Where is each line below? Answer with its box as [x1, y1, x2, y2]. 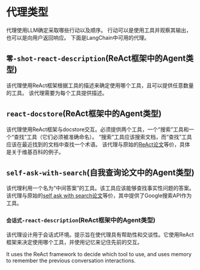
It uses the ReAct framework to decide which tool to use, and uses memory [6, 250, 192, 257]
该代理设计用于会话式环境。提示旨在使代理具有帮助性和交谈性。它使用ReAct [6, 231, 194, 238]
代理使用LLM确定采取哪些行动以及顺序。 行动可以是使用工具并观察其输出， [6, 26, 192, 34]
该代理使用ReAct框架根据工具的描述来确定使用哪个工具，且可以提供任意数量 [6, 82, 194, 89]
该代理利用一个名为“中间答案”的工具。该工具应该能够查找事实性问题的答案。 [6, 185, 195, 192]
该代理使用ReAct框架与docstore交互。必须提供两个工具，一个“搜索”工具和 [6, 126, 189, 133]
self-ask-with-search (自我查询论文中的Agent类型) [6, 167, 195, 177]
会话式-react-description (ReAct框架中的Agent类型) [6, 216, 156, 224]
